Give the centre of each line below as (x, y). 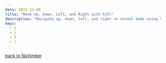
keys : (11, 23)
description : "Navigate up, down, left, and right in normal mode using (82, 19)
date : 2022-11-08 (23, 10)
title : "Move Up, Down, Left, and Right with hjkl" (59, 14)
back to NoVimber (23, 56)
